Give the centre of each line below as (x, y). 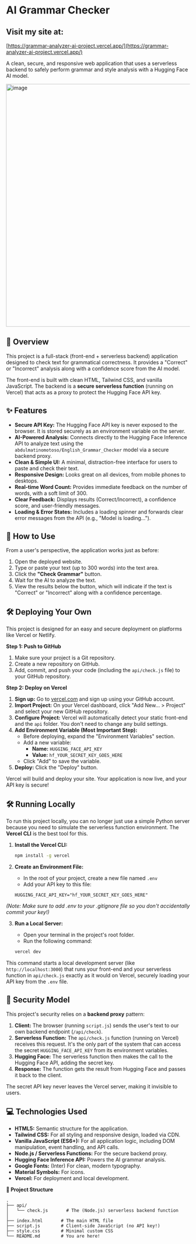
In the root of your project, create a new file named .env (90, 878)
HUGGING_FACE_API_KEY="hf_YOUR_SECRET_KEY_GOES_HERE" (81, 895)
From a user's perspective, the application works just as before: (83, 550)
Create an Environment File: (49, 867)
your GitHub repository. (43, 677)
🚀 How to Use (31, 537)
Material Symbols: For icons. (50, 1172)
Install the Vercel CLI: (41, 845)
